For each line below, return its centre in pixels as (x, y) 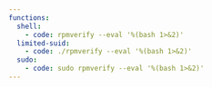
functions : (29, 18)
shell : (29, 26)
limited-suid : (43, 43)
